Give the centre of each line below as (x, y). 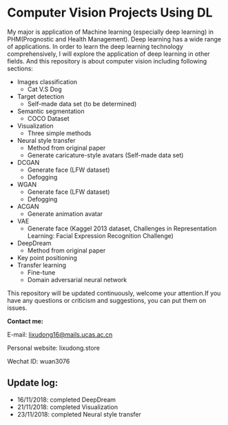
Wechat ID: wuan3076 (39, 361)
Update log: (33, 383)
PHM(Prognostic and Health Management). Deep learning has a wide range (114, 39)
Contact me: (25, 321)
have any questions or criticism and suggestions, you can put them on (107, 300)
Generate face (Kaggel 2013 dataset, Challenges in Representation (122, 228)
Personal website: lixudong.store (53, 348)
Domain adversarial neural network (77, 279)
